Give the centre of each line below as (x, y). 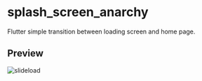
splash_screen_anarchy (78, 12)
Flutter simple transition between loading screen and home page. (101, 31)
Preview (26, 53)
